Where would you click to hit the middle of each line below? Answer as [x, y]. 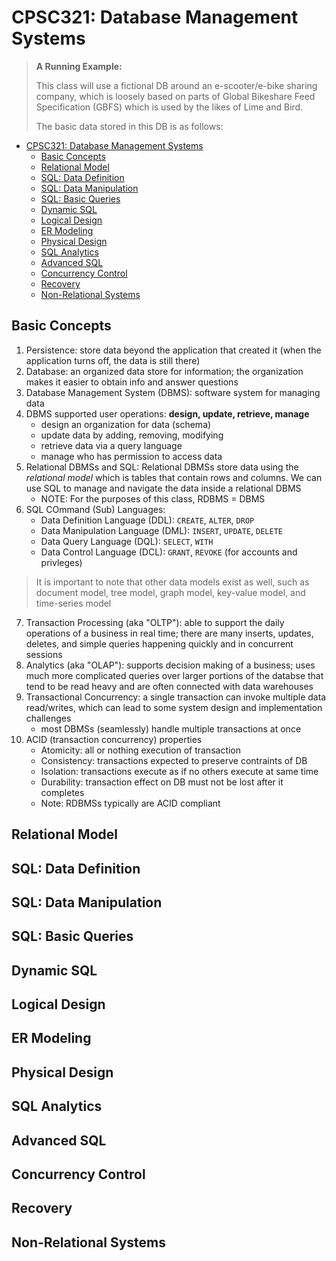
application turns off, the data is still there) [113, 360]
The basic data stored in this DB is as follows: [129, 126]
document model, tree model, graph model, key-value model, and [170, 592]
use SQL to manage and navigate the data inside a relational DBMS [163, 488]
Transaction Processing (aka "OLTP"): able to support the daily [155, 622]
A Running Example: [79, 66]
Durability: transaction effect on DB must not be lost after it [162, 782]
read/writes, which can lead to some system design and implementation [174, 707]
